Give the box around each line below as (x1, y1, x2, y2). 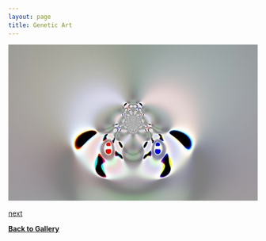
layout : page (8, 13, 51, 21)
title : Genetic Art (8, 21, 73, 29)
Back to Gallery (8, 224, 59, 233)
